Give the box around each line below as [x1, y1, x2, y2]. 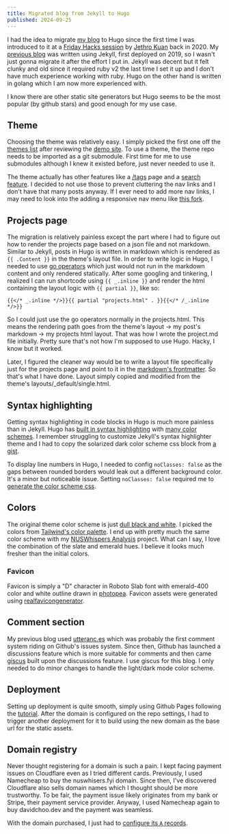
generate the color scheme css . [7, 482, 97, 490]
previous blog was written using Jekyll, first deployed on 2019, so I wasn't [7, 49, 215, 58]
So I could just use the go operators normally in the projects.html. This [7, 315, 205, 323]
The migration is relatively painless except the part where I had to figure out [7, 233, 220, 241]
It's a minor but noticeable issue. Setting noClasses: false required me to [7, 474, 214, 483]
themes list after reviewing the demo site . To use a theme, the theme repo [7, 145, 215, 153]
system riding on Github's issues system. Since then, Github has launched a [7, 642, 221, 650]
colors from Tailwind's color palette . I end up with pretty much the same [7, 527, 210, 535]
